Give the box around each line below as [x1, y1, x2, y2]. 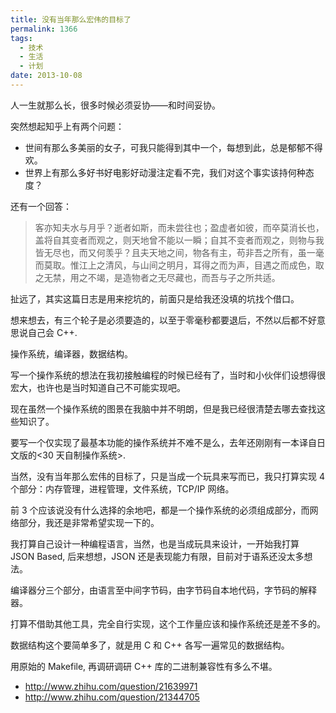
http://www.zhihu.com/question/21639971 [24, 680, 198, 692]
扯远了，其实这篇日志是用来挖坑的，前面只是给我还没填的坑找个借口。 [10, 292, 300, 305]
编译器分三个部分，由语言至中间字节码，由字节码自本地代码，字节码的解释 [10, 584, 317, 596]
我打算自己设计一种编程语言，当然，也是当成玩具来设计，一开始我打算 [10, 537, 300, 550]
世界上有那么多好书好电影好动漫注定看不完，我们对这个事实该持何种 [24, 166, 306, 178]
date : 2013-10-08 [10, 71, 83, 81]
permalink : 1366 [10, 24, 78, 34]
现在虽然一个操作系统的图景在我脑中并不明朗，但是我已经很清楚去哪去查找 [10, 402, 317, 415]
